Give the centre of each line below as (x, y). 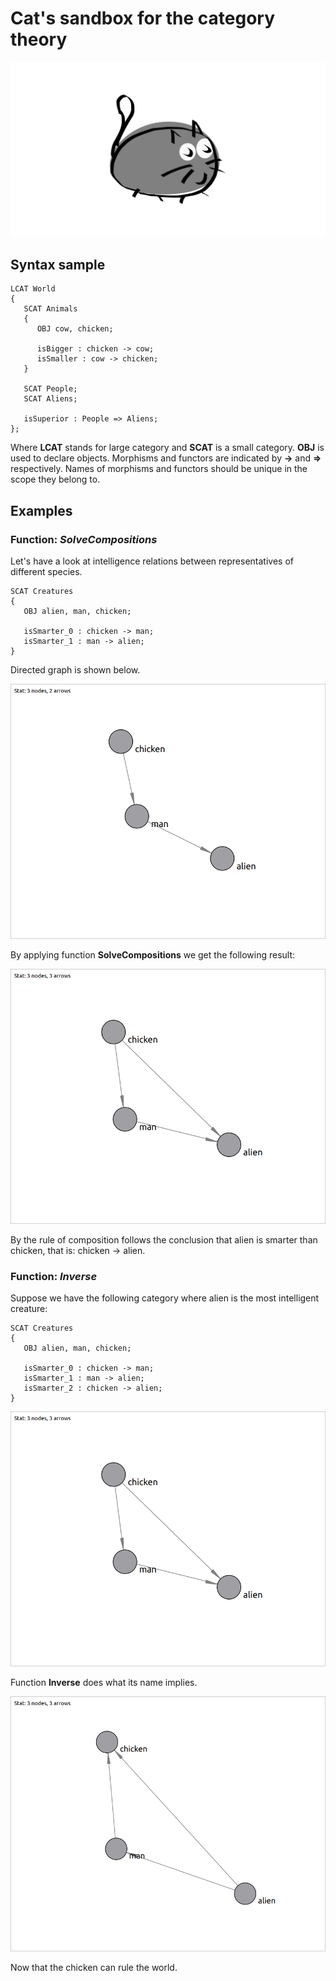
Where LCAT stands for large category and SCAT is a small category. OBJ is (167, 448)
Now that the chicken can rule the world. (94, 1967)
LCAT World (33, 289)
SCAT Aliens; (50, 399)
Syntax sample (58, 264)
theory (39, 39)
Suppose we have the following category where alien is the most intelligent (165, 1298)
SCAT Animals (50, 309)
